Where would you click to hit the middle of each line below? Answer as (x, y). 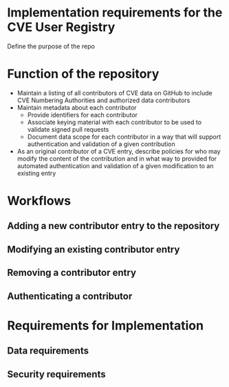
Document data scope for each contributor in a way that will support (124, 137)
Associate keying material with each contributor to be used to (114, 122)
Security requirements (56, 374)
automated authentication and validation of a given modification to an (116, 165)
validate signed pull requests (68, 129)
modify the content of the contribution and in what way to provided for (117, 159)
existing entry (36, 173)
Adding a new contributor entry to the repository (113, 226)
